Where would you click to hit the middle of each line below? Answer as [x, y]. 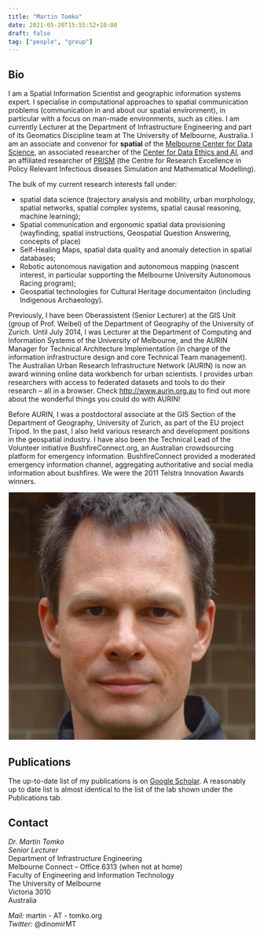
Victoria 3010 [29, 892]
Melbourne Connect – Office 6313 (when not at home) [95, 867]
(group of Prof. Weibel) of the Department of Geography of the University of [131, 324]
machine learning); [50, 216]
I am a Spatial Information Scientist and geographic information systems [125, 94]
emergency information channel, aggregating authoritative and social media [131, 464]
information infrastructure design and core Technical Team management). [128, 357]
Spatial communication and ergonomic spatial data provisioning [122, 225]
